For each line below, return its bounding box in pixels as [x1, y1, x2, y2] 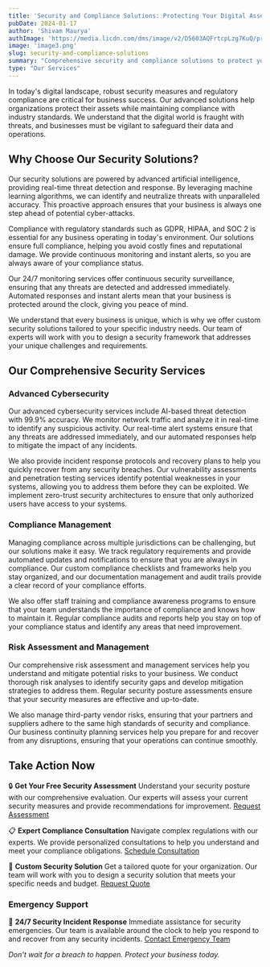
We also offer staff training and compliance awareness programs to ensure [8, 596, 256, 605]
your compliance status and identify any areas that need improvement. [8, 621, 243, 631]
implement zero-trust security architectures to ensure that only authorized [8, 491, 255, 500]
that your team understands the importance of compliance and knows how [8, 604, 256, 614]
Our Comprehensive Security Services [8, 363, 206, 377]
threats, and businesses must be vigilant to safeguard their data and [8, 120, 234, 130]
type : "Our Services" [8, 64, 81, 73]
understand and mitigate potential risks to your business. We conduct [8, 668, 239, 678]
